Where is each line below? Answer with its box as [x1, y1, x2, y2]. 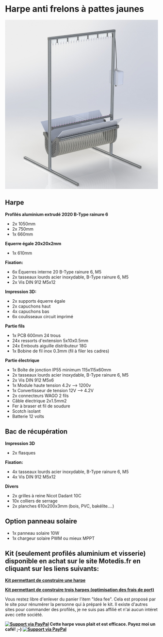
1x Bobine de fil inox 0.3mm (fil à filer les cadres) [12, 348, 110, 354]
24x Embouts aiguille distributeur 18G [12, 343, 87, 348]
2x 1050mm [12, 220, 36, 227]
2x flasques [12, 450, 36, 455]
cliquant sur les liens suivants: [5, 564, 99, 573]
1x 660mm [12, 231, 33, 237]
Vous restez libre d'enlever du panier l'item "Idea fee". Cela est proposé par [5, 596, 156, 602]
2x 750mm [12, 226, 34, 232]
